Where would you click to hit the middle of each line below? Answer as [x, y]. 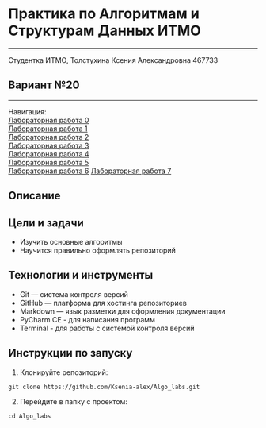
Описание [34, 196]
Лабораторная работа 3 [49, 145]
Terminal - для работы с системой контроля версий [107, 328]
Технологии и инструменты [81, 275]
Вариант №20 [44, 85]
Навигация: [27, 111]
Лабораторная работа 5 [49, 162]
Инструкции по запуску [70, 353]
